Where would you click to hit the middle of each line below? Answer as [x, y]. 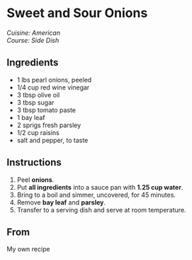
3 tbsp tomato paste [46, 110]
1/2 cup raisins [38, 132]
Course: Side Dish [33, 40]
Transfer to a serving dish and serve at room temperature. [101, 210]
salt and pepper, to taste [52, 140]
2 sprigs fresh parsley [49, 125]
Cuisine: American [34, 33]
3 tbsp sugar [35, 102]
